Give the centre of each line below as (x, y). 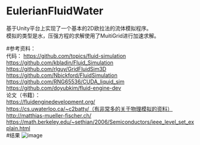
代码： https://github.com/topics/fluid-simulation (66, 55)
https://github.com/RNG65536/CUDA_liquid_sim (65, 81)
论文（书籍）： (23, 95)
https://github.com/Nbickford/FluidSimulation (62, 75)
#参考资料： (21, 48)
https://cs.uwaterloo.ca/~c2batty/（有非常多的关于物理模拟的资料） (90, 109)
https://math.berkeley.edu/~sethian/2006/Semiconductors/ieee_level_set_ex (100, 122)
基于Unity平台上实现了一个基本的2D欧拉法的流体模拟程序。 (79, 28)
